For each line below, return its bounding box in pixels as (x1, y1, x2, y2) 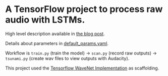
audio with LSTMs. (5, 14, 85, 25)
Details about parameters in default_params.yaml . (5, 40, 109, 46)
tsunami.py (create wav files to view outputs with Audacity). (5, 55, 130, 61)
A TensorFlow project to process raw (5, 3, 163, 15)
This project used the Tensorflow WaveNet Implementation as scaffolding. (5, 65, 159, 71)
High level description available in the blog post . (5, 30, 105, 36)
